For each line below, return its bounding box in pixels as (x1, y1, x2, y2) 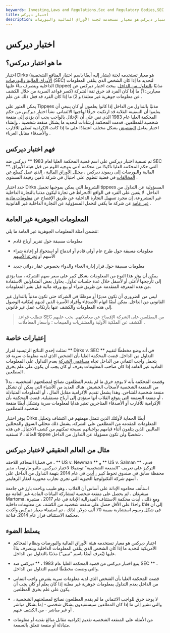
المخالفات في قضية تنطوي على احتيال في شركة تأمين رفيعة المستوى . (6, 174, 138, 180)
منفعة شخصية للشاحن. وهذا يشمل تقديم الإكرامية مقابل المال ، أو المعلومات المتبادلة (6, 389, 164, 395)
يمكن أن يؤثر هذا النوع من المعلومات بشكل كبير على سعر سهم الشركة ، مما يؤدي (6, 273, 158, 278)
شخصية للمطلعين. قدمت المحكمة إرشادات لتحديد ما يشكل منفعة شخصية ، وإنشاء (6, 119, 158, 125)
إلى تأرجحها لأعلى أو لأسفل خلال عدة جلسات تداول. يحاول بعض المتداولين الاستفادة (6, 278, 161, 284)
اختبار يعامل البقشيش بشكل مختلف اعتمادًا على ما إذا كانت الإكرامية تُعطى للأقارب (6, 125, 159, 131)
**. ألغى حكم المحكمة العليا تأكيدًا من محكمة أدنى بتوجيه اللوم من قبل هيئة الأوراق (6, 164, 158, 170)
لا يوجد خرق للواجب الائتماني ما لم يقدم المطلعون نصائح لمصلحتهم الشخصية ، (13, 596, 158, 602)
